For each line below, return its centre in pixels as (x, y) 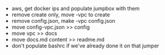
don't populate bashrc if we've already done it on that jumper (85, 46)
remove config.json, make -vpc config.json (63, 21)
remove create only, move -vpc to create (61, 15)
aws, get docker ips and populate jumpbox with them (75, 8)
